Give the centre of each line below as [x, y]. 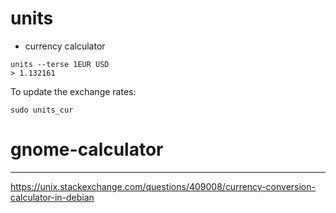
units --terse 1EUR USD [60, 64]
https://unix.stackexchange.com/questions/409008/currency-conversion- [163, 186]
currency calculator [65, 46]
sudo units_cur [42, 110]
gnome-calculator [87, 149]
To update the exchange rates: [73, 91]
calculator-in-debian [52, 197]
